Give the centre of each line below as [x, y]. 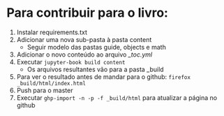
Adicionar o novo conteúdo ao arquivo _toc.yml [84, 55]
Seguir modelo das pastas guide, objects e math [97, 47]
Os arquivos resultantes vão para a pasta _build [96, 69]
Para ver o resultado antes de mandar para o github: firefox [104, 77]
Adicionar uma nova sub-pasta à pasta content [84, 39]
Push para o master [45, 90]
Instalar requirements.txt [52, 32]
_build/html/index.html [51, 83]
